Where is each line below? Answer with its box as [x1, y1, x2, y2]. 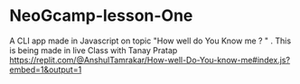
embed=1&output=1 [9, 64, 82, 75]
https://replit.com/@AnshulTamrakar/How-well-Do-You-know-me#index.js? [9, 54, 291, 65]
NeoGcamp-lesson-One [9, 5, 193, 26]
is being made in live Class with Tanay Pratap [9, 44, 178, 55]
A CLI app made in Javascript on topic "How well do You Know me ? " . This [9, 35, 292, 46]
